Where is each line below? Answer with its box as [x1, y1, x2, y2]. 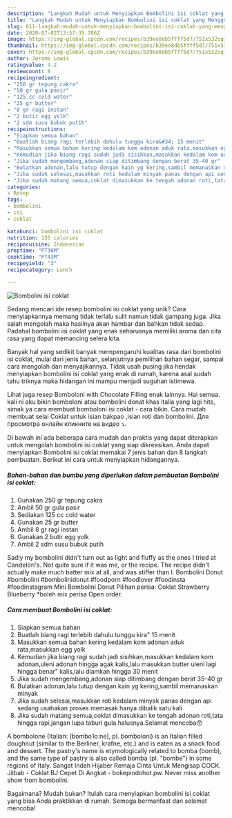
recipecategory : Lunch [7, 266, 72, 273]
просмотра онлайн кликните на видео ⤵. [7, 419, 127, 428]
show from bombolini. [7, 776, 69, 784]
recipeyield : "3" [7, 260, 57, 267]
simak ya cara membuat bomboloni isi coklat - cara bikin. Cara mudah [7, 405, 206, 413]
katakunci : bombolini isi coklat [7, 228, 104, 235]
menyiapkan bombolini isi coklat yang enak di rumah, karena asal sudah [7, 369, 212, 378]
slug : [7, 23, 23, 30]
